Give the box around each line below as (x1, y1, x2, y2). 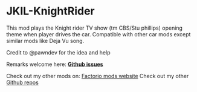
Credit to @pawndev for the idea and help (6, 48, 111, 56)
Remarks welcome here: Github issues (6, 61, 104, 68)
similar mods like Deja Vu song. (6, 37, 85, 44)
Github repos (6, 79, 39, 86)
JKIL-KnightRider (6, 4, 95, 18)
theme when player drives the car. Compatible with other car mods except (6, 30, 191, 38)
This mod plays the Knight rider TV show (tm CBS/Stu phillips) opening (6, 24, 183, 31)
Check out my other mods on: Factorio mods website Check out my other (6, 72, 189, 79)
